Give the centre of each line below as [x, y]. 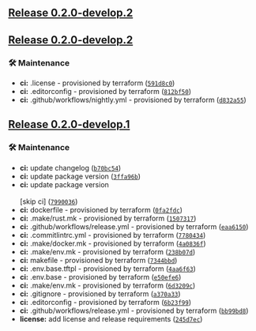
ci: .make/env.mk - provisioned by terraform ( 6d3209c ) [107, 285]
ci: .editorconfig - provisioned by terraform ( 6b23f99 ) [105, 302]
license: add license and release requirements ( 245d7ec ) [111, 318]
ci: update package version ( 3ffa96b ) [80, 176]
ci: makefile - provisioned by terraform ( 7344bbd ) [98, 260]
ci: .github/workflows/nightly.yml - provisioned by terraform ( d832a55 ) [133, 100]
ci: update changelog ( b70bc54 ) [70, 167]
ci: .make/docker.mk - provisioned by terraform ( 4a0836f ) [113, 243]
